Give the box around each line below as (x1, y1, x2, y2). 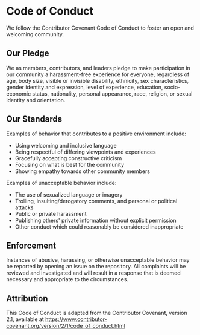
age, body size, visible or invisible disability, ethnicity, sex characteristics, (6, 77, 189, 84)
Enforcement (6, 240, 56, 250)
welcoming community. (6, 30, 64, 37)
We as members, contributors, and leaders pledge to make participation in (6, 64, 191, 71)
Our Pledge (6, 48, 49, 59)
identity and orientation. (6, 96, 66, 103)
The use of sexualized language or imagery (14, 190, 123, 198)
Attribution (6, 293, 48, 304)
